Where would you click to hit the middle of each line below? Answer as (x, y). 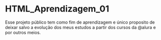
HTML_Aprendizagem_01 (57, 9)
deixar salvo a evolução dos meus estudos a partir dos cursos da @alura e (80, 27)
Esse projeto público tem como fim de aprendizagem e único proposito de (80, 22)
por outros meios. (23, 32)
